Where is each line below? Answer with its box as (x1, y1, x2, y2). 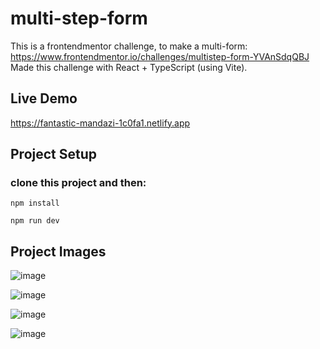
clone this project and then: (10, 176, 147, 190)
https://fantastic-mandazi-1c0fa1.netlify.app (10, 117, 191, 129)
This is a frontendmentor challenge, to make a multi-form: (10, 40, 248, 52)
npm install (10, 198, 60, 209)
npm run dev (10, 216, 60, 226)
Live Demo (10, 90, 78, 107)
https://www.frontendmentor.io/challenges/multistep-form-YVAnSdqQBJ (10, 50, 310, 62)
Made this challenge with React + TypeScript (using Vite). (10, 61, 248, 73)
